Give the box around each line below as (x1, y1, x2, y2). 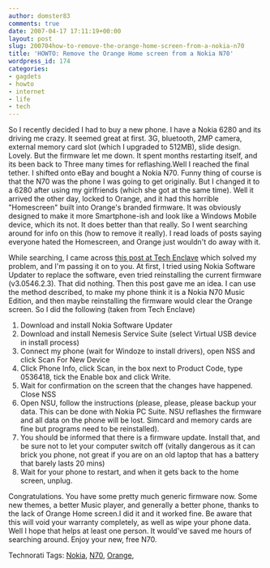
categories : (8, 65, 49, 73)
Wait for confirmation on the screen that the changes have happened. (19, 381, 253, 391)
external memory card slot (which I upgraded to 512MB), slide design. (8, 142, 242, 152)
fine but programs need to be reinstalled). (19, 424, 160, 434)
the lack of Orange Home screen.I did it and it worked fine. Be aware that (8, 509, 252, 518)
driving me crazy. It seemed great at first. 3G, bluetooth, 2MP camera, (8, 133, 242, 143)
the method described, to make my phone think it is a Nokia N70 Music (8, 288, 246, 297)
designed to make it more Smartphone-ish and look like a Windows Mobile (8, 211, 257, 221)
